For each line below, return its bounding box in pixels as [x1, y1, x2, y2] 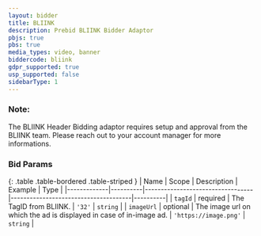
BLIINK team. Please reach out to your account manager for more [8, 130, 221, 139]
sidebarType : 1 [8, 78, 59, 86]
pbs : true [8, 41, 41, 49]
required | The [197, 193, 245, 203]
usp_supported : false [8, 70, 80, 78]
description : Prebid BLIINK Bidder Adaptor [8, 26, 154, 34]
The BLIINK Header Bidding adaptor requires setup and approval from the [8, 122, 248, 131]
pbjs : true [8, 33, 44, 42]
